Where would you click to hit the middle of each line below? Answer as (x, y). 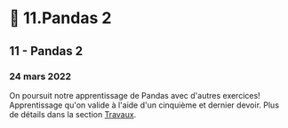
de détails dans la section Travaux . (73, 114)
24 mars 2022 (40, 76)
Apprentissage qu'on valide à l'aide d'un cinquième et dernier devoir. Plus (144, 105)
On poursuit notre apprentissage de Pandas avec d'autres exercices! (135, 95)
